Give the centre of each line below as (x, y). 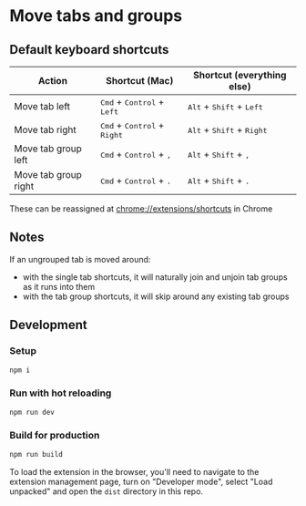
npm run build (36, 454)
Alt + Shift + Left (226, 106)
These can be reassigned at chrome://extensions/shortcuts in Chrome (141, 209)
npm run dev (32, 412)
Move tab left (42, 106)
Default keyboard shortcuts (89, 50)
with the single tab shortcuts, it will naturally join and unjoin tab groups (155, 277)
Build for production (55, 436)
